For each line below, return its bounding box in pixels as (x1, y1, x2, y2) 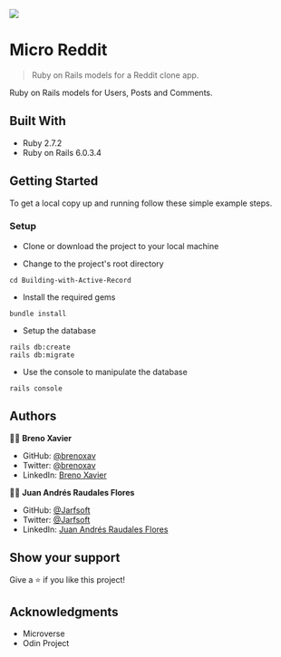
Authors (9, 409, 57, 424)
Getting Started (9, 173, 99, 189)
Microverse (22, 628, 65, 639)
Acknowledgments (9, 604, 120, 620)
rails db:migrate (9, 350, 75, 360)
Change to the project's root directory (22, 258, 165, 269)
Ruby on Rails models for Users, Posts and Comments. (9, 87, 213, 98)
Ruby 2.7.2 (22, 137, 63, 149)
